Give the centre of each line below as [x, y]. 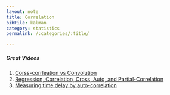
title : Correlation [30, 17]
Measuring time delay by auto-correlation [66, 85]
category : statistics [33, 28]
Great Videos [23, 58]
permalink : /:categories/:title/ [48, 34]
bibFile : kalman [26, 23]
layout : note [22, 12]
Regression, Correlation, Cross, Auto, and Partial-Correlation [89, 79]
